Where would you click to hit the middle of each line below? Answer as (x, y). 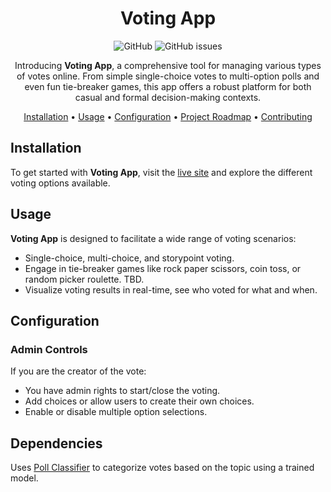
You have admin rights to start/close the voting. (122, 391)
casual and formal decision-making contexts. (168, 97)
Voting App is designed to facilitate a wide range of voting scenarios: (153, 238)
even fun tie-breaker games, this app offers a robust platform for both (168, 86)
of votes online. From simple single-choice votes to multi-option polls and (168, 76)
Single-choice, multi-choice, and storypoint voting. (129, 258)
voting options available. (60, 183)
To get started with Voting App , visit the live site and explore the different (161, 172)
